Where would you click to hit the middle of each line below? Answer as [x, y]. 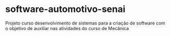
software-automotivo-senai [65, 9]
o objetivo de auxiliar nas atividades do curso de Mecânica [67, 28]
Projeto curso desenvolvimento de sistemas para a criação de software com [85, 23]
